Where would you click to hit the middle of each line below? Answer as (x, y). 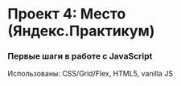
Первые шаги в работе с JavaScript (80, 56)
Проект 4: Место (67, 14)
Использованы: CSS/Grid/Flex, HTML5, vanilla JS (90, 74)
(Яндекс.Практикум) (81, 31)
